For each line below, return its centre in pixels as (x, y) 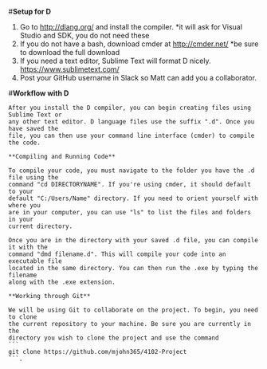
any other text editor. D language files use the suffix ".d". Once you (132, 122)
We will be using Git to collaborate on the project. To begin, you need (133, 310)
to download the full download (70, 52)
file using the (33, 178)
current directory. (41, 226)
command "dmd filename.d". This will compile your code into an (117, 254)
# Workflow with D (39, 93)
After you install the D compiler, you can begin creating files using (130, 108)
